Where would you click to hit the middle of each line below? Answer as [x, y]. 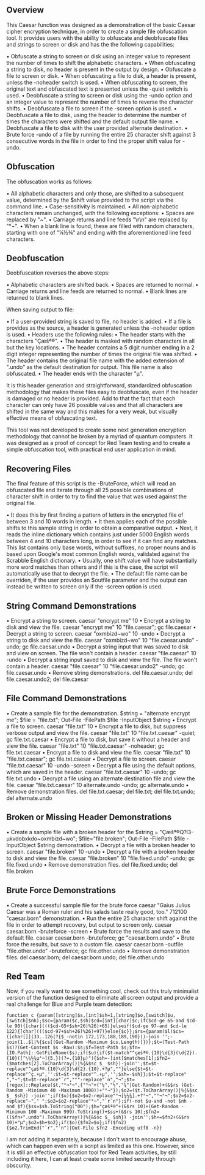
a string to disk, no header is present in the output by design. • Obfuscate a [101, 69]
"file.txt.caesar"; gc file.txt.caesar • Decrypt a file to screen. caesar [91, 759]
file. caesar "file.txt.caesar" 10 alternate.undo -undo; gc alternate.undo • [98, 785]
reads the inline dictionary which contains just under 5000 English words [98, 534]
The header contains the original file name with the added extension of [95, 360]
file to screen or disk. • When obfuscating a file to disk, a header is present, [101, 75]
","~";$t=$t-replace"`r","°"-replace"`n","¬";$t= [71, 1080]
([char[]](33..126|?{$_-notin [45, 1037]
